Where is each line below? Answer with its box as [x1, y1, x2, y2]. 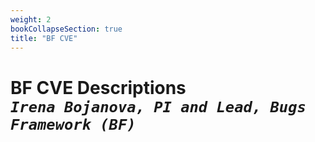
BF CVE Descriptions [10, 76, 187, 99]
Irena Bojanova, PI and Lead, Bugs [10, 97, 307, 116]
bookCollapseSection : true [10, 24, 123, 34]
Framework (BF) [10, 115, 137, 134]
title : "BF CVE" [10, 33, 78, 43]
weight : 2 [10, 14, 52, 25]
